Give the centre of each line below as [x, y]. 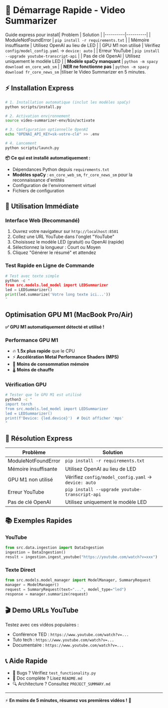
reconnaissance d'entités [38, 180]
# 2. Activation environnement [38, 116]
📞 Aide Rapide [26, 661]
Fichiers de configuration [38, 190]
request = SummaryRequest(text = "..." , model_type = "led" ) [66, 589]
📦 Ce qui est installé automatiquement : [48, 157]
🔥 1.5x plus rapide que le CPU [43, 351]
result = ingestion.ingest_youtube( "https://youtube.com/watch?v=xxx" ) [81, 557]
